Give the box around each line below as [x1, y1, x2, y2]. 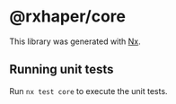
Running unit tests [9, 62, 114, 77]
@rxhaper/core [9, 6, 127, 27]
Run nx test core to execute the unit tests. [9, 85, 168, 96]
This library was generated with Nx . [9, 36, 141, 47]
